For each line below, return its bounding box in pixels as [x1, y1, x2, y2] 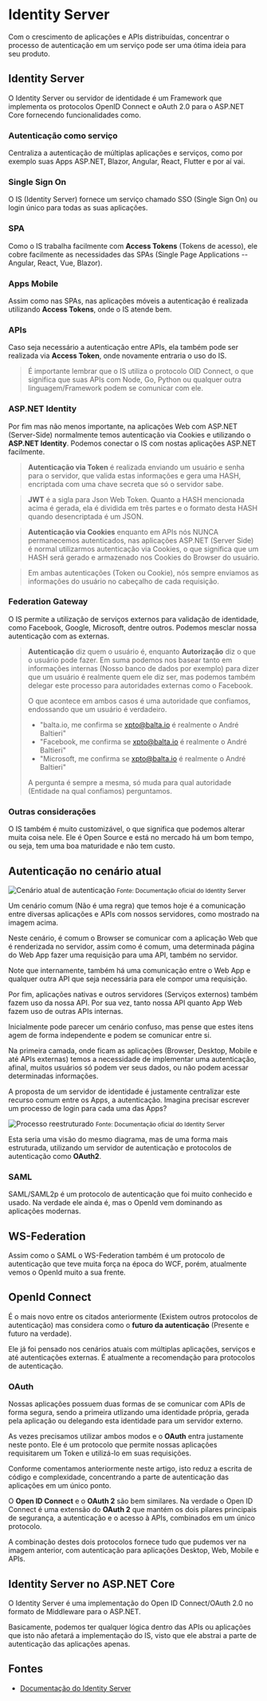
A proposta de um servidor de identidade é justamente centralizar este [8, 1086, 241, 1096]
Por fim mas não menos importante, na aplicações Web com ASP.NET [8, 421, 238, 431]
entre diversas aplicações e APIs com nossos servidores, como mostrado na [8, 909, 260, 918]
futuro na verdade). [8, 1329, 72, 1338]
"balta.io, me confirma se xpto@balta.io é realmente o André [39, 720, 239, 729]
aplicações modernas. [8, 1206, 81, 1216]
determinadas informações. [8, 1070, 99, 1081]
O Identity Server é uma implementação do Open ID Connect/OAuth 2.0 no [8, 1598, 253, 1608]
